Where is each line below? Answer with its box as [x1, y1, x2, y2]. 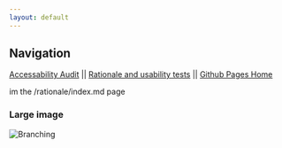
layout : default [9, 12, 69, 22]
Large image [9, 108, 64, 121]
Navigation [9, 46, 71, 61]
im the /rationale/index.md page [9, 86, 126, 97]
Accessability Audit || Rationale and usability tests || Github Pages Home [9, 69, 273, 80]
